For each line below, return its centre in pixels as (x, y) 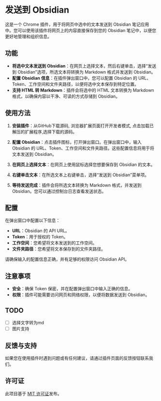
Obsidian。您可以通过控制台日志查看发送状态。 (59, 191)
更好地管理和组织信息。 (28, 36)
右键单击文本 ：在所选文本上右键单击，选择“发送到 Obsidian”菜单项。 (80, 175)
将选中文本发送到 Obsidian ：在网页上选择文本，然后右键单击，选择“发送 (84, 66)
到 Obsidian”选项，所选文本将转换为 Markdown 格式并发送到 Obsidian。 (84, 72)
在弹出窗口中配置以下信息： (33, 220)
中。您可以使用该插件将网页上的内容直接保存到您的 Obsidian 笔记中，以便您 (81, 30)
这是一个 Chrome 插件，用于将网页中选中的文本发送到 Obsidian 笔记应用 (77, 24)
